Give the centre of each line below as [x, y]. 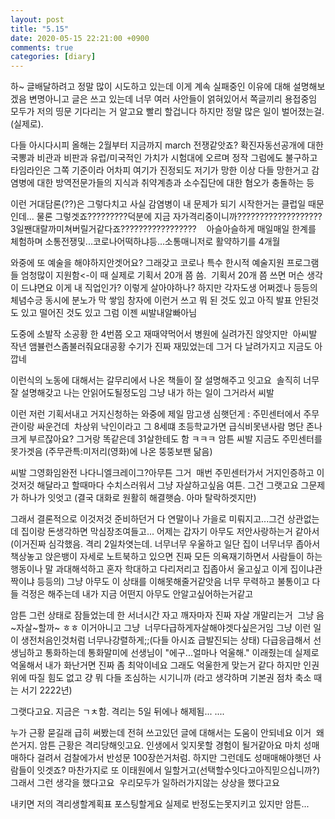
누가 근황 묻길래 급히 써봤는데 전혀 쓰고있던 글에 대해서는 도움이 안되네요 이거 [161, 733]
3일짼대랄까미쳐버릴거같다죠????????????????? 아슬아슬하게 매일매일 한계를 [163, 229]
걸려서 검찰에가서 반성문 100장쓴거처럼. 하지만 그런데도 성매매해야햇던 [173, 758]
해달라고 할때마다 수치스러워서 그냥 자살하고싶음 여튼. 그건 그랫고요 [167, 485]
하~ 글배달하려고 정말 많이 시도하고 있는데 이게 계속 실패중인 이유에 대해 [150, 87]
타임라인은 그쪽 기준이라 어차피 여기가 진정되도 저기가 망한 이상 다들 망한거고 [160, 170]
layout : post [37, 19]
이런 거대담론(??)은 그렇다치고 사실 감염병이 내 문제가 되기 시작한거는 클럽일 [158, 204]
